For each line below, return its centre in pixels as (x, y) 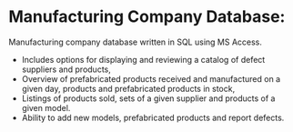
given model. (46, 107)
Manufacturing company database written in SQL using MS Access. (136, 42)
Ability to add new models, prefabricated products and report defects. (153, 117)
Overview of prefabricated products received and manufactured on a (151, 78)
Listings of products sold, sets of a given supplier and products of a (148, 98)
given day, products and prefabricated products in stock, (128, 88)
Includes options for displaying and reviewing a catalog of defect (143, 59)
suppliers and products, (66, 69)
